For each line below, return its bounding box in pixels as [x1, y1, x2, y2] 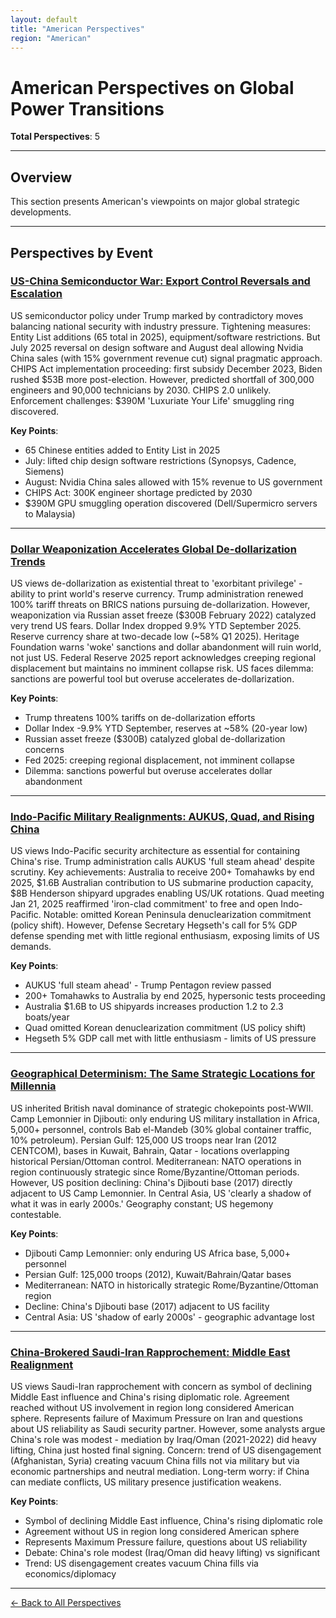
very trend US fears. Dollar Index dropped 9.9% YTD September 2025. [10, 620, 302, 632]
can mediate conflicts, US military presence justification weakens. [10, 1476, 282, 1488]
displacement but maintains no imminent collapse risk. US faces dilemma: [10, 662, 314, 675]
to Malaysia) [24, 507, 76, 520]
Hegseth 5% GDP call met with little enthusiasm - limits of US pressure [24, 1032, 317, 1045]
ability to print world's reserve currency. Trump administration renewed [10, 588, 304, 600]
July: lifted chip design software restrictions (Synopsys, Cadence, [24, 454, 297, 466]
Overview [10, 169, 73, 186]
